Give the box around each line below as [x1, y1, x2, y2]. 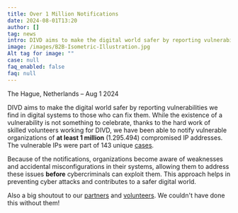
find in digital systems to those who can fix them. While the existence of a [7, 111, 223, 119]
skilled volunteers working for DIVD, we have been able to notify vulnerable [7, 126, 227, 134]
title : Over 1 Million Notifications [7, 10, 119, 18]
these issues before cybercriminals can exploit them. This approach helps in [7, 170, 231, 178]
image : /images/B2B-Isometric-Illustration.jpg [7, 43, 151, 50]
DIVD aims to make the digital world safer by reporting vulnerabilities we [7, 103, 218, 111]
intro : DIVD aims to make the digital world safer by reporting [7, 37, 201, 44]
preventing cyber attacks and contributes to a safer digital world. [7, 177, 197, 185]
